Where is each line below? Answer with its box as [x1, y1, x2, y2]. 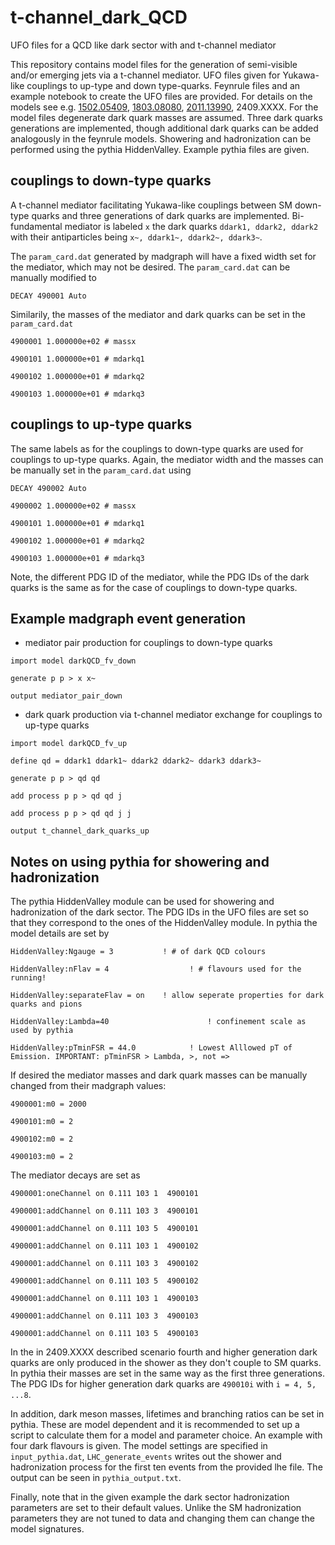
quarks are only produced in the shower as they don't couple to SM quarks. [10, 1357, 322, 1369]
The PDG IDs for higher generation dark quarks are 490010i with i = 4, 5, [10, 1378, 317, 1390]
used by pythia [10, 1026, 74, 1036]
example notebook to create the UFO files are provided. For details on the [10, 90, 313, 102]
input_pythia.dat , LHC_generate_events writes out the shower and [10, 1451, 282, 1463]
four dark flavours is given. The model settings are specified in [10, 1440, 268, 1452]
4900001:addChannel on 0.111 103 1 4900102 [10, 1241, 199, 1251]
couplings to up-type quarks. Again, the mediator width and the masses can [10, 453, 324, 465]
